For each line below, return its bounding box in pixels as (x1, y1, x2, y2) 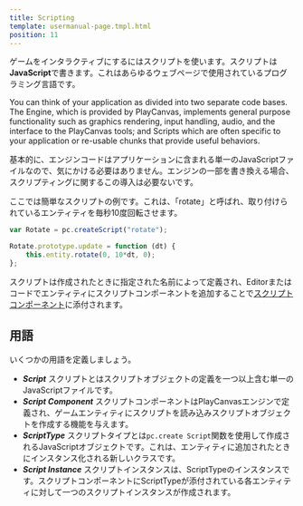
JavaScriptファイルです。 (22, 384, 118, 395)
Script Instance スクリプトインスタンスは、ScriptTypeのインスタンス (22, 463, 282, 474)
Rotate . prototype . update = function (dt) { (9, 242, 176, 251)
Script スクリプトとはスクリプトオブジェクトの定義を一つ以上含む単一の (22, 373, 294, 384)
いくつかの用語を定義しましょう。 (9, 354, 137, 365)
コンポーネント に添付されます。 (9, 298, 128, 309)
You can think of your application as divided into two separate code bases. (9, 97, 288, 108)
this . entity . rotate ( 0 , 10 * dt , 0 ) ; (25, 250, 156, 259)
